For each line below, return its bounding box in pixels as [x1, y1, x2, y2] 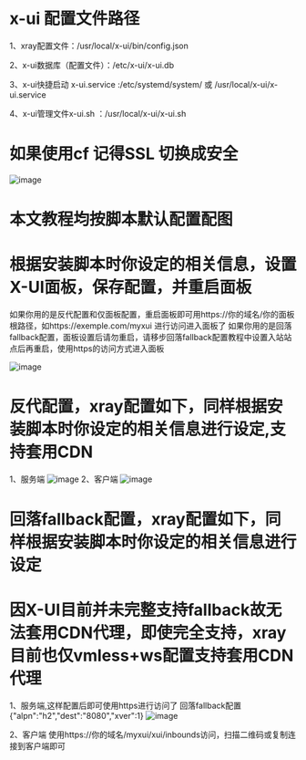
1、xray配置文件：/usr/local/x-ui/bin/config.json [9, 40, 189, 51]
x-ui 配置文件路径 [9, 8, 140, 29]
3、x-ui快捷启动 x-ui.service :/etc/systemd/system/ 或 [9, 78, 213, 89]
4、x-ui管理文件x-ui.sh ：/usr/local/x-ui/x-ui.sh [9, 108, 187, 119]
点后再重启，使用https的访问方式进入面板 [9, 343, 165, 354]
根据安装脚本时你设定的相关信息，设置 [9, 255, 298, 275]
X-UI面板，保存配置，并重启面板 [9, 277, 252, 297]
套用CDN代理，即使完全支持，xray [25, 622, 287, 643]
